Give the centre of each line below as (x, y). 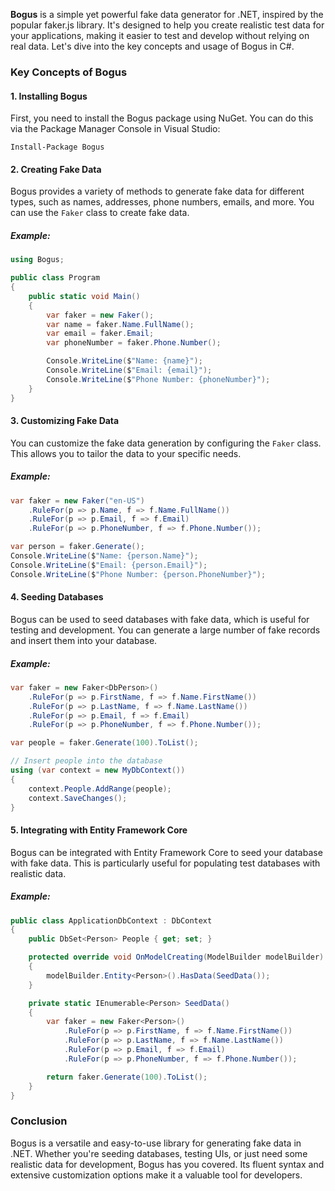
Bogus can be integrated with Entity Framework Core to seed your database (166, 852)
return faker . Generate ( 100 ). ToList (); (127, 1077)
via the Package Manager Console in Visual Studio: (115, 129)
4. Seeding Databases (57, 597)
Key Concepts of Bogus (69, 72)
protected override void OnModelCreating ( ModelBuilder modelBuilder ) (176, 957)
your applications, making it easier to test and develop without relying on (160, 35)
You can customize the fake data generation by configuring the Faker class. (166, 443)
